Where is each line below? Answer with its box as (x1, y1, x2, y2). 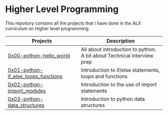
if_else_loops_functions (7, 73, 62, 80)
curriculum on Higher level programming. (5, 25, 90, 31)
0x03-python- (7, 95, 43, 102)
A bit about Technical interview (80, 52, 153, 59)
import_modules (7, 87, 46, 94)
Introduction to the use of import (80, 81, 157, 88)
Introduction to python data (80, 95, 145, 102)
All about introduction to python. (80, 46, 156, 53)
